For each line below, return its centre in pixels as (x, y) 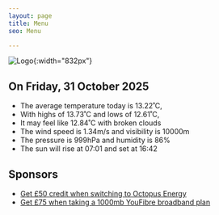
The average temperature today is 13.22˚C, (91, 106)
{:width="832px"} (63, 61)
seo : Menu (25, 31)
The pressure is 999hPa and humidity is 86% (95, 140)
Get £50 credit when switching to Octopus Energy (103, 194)
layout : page (30, 16)
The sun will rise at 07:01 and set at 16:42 (88, 149)
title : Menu (28, 23)
